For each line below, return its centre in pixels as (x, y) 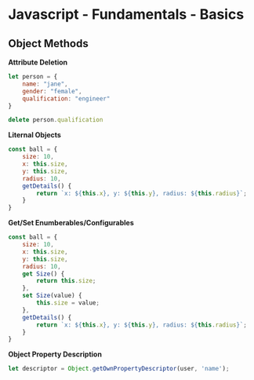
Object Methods (48, 44)
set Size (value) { (52, 296)
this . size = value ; (68, 303)
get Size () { (44, 274)
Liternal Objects (34, 135)
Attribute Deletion (38, 62)
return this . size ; (66, 281)
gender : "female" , (52, 91)
